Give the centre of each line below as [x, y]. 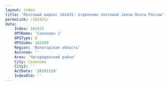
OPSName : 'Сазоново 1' [38, 33]
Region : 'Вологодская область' [47, 48]
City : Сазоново [30, 62]
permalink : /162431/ [27, 19]
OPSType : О [26, 38]
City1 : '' [25, 66]
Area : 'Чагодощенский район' [45, 57]
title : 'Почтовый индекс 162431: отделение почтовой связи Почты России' [85, 15]
